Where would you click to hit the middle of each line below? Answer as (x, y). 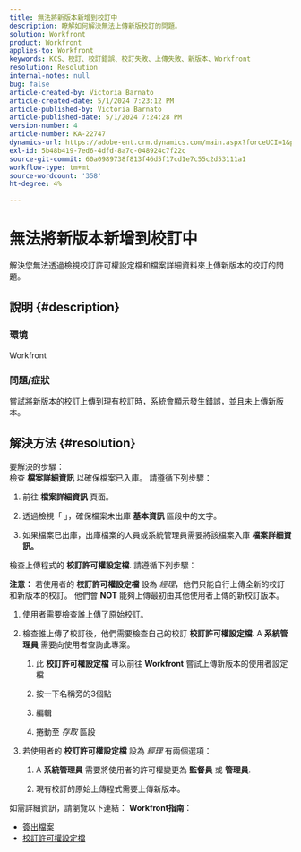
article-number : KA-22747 (57, 134)
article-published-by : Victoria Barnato (86, 109)
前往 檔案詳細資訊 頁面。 (68, 497)
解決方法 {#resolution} (73, 443)
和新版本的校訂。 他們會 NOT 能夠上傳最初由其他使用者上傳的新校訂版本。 (147, 595)
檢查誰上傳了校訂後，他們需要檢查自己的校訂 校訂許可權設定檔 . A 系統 (151, 633)
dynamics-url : (36, 142)
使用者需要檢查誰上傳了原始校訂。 (85, 614)
